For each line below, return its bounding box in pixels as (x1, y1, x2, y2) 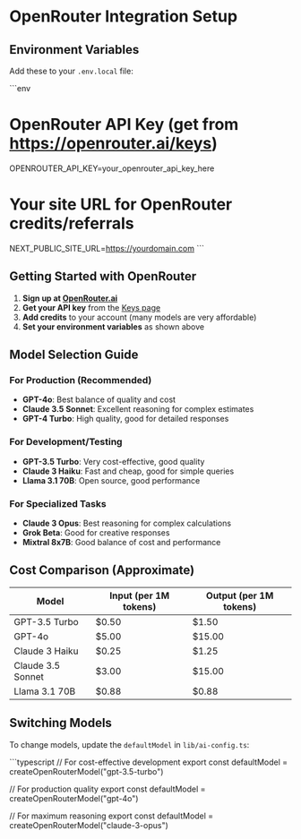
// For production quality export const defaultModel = (9, 783, 206, 794)
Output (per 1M (205, 589, 274, 602)
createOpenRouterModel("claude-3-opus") (9, 819, 168, 830)
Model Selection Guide (9, 347, 139, 363)
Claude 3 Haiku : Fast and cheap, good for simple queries (21, 466, 235, 476)
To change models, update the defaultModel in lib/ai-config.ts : (9, 739, 250, 749)
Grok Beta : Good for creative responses (21, 527, 170, 538)
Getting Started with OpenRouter (9, 269, 197, 284)
